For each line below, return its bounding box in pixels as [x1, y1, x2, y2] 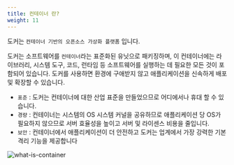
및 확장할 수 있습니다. [7, 78, 65, 86]
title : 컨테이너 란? [7, 10, 60, 17]
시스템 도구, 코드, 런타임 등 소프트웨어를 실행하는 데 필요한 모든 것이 [33, 60, 218, 69]
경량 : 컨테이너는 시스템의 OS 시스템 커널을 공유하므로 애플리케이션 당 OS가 [17, 110, 221, 119]
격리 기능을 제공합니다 [17, 136, 78, 145]
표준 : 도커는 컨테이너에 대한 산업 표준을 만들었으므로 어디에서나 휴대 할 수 [17, 92, 217, 101]
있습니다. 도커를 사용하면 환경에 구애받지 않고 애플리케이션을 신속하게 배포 [25, 69, 228, 78]
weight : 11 [7, 17, 39, 24]
